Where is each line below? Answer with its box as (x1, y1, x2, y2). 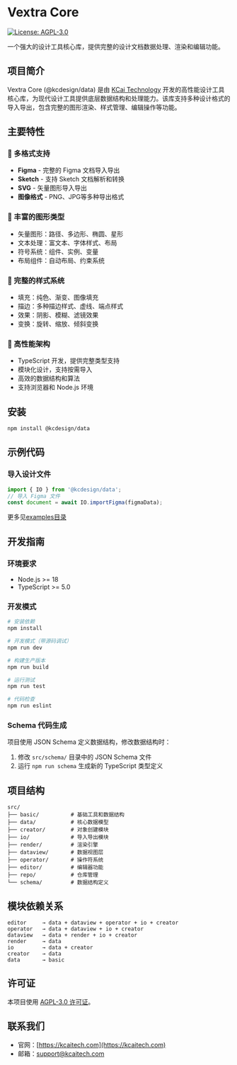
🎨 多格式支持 (7, 149, 51, 159)
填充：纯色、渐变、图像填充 (17, 293, 99, 302)
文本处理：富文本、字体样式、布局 (17, 238, 117, 247)
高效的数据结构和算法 (17, 374, 80, 383)
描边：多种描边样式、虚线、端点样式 (17, 302, 124, 310)
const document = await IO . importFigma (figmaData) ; (7, 499, 163, 507)
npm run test (7, 683, 46, 690)
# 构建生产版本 (7, 657, 46, 664)
